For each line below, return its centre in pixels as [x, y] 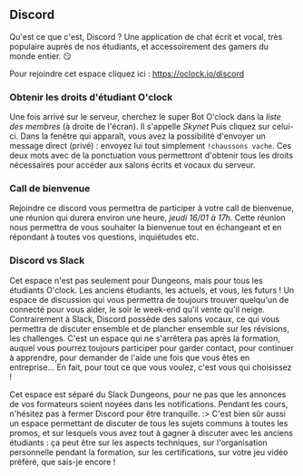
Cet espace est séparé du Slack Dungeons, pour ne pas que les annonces [148, 394]
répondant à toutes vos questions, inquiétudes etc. [104, 237]
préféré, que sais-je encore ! [63, 461]
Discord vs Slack [47, 260]
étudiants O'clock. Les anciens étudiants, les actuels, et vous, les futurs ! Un [152, 290]
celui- [283, 127]
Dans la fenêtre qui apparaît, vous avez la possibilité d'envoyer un [143, 136]
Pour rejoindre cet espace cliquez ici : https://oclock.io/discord [127, 73]
